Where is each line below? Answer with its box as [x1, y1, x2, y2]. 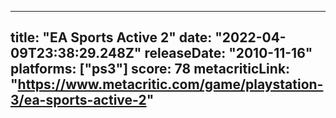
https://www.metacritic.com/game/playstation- [17, 76, 324, 93]
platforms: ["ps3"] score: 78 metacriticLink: [10, 61, 291, 78]
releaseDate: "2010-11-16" [144, 45, 313, 62]
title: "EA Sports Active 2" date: [10, 29, 213, 46]
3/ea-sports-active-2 [10, 92, 147, 109]
